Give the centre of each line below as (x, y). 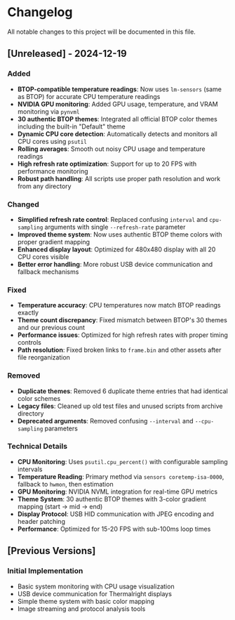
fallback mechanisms (48, 272)
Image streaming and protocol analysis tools (81, 609)
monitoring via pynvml (48, 111)
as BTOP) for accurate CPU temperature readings (89, 96)
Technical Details (38, 447)
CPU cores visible (43, 256)
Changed (23, 204)
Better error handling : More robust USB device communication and (115, 264)
